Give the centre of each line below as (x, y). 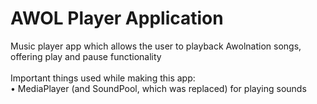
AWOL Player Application (117, 18)
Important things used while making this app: (103, 78)
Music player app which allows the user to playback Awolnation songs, (156, 46)
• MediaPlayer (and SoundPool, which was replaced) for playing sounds (158, 88)
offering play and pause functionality (86, 56)
